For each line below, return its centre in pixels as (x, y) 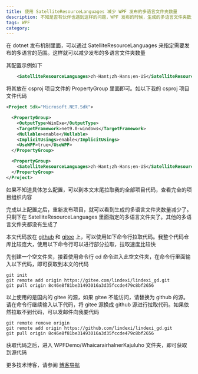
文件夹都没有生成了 (34, 224)
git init (17, 275)
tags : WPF (18, 22)
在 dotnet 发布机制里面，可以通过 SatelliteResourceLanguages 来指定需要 (95, 45)
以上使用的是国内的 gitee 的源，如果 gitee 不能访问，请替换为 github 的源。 (97, 297)
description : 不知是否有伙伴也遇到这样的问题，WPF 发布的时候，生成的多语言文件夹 (97, 17)
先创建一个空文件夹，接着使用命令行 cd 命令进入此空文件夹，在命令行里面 (96, 256)
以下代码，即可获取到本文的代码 (50, 264)
